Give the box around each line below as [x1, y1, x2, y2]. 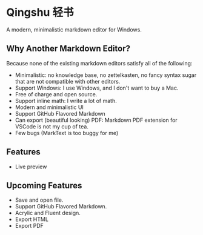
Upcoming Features [6, 180, 82, 191]
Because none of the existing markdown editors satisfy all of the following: [6, 59, 193, 67]
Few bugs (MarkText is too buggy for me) [15, 129, 119, 136]
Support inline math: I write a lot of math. [15, 97, 117, 104]
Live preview [15, 163, 47, 170]
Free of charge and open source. [15, 90, 98, 98]
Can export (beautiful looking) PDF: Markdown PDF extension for [15, 116, 178, 124]
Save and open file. [15, 196, 64, 204]
